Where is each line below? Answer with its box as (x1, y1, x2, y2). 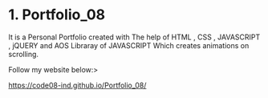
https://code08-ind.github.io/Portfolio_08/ (8, 80, 147, 90)
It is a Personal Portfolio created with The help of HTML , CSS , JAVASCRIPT (8, 32, 261, 42)
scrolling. (8, 49, 39, 59)
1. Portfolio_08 (8, 6, 106, 24)
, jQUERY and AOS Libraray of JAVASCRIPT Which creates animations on (8, 40, 250, 50)
